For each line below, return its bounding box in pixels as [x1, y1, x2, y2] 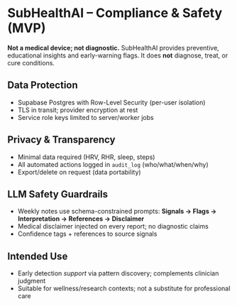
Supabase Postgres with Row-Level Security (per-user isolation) [17, 98, 206, 106]
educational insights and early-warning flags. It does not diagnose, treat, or [7, 51, 228, 60]
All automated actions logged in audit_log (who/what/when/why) [17, 160, 209, 168]
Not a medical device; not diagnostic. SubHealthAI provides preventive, [7, 43, 220, 52]
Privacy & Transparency [7, 133, 116, 146]
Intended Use [7, 250, 68, 262]
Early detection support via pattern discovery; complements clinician [17, 269, 219, 278]
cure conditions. [7, 58, 55, 67]
